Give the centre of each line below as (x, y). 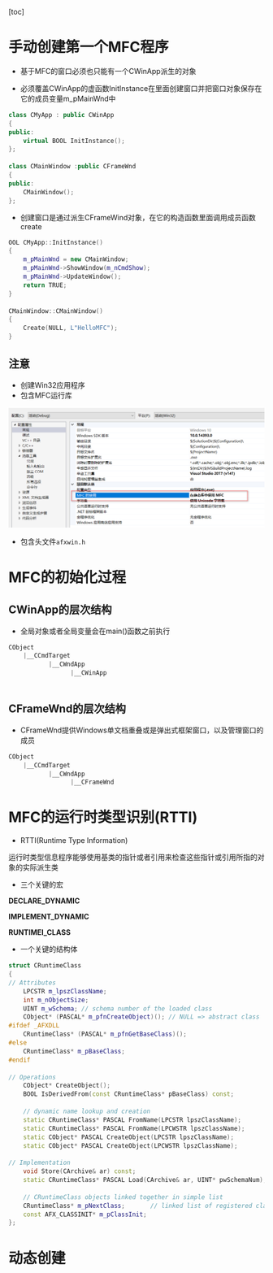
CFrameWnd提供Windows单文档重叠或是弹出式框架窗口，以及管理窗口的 (142, 730)
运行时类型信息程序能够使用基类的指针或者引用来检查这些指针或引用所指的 (133, 858)
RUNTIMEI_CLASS (40, 932)
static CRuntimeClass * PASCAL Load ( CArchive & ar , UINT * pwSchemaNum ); (145, 1180)
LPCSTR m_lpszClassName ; (65, 991)
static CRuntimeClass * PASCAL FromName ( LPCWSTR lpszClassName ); (134, 1128)
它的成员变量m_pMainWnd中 (68, 98)
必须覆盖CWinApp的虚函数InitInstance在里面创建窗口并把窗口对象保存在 (141, 88)
